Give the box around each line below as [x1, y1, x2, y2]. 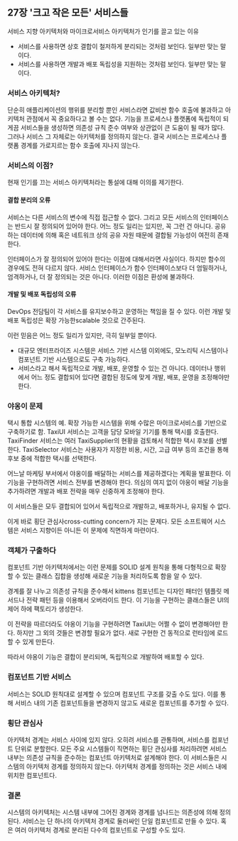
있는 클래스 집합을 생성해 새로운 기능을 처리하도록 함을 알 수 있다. [22, 572, 202, 580]
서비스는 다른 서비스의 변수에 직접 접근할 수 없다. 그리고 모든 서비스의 [7, 212, 199, 222]
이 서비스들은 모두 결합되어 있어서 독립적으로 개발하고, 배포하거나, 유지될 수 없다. [7, 502, 231, 511]
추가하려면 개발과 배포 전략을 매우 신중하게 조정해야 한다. [7, 487, 165, 496]
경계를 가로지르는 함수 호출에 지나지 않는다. [20, 141, 141, 150]
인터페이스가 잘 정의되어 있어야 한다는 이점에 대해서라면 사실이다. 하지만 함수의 [7, 254, 226, 263]
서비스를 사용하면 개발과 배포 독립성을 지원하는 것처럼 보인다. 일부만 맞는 [17, 60, 219, 68]
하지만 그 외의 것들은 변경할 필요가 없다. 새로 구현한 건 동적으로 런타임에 [16, 629, 215, 637]
